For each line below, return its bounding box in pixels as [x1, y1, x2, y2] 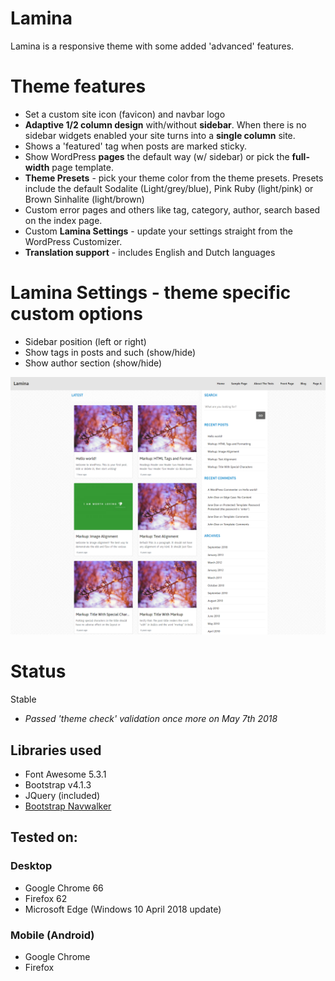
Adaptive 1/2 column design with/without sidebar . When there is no [24, 118, 307, 131]
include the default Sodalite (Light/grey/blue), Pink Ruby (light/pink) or [24, 182, 314, 194]
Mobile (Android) [10, 928, 95, 942]
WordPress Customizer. [24, 235, 123, 247]
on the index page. [24, 214, 103, 226]
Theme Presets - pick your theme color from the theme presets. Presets [24, 172, 324, 184]
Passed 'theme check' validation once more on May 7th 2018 [24, 713, 278, 725]
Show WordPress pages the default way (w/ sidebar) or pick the [24, 150, 290, 162]
